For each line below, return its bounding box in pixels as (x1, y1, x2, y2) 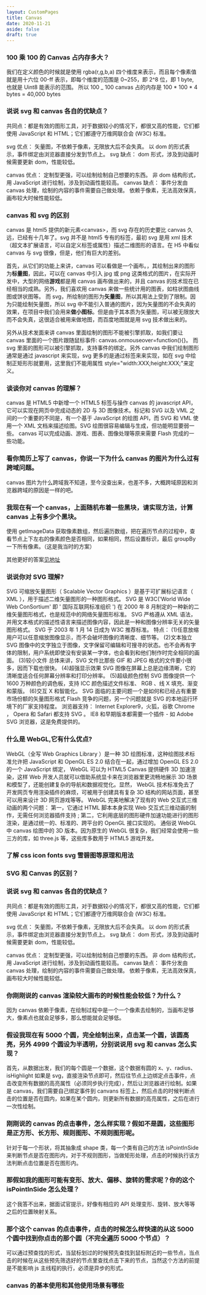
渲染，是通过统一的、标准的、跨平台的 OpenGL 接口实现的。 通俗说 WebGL (6, 819, 197, 826)
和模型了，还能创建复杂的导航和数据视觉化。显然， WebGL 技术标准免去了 (6, 780, 195, 788)
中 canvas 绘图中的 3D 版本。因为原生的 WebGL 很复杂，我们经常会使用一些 (6, 826, 199, 834)
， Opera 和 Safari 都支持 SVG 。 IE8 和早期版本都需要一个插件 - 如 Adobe (6, 710, 194, 718)
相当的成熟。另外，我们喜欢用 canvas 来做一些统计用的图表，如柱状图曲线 (11, 285, 199, 293)
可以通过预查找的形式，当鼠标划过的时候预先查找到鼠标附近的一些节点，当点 (6, 1249, 200, 1256)
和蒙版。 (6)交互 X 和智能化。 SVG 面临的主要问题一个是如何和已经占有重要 (6, 688, 197, 695)
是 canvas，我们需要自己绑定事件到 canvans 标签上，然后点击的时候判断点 (6, 1087, 196, 1095)
